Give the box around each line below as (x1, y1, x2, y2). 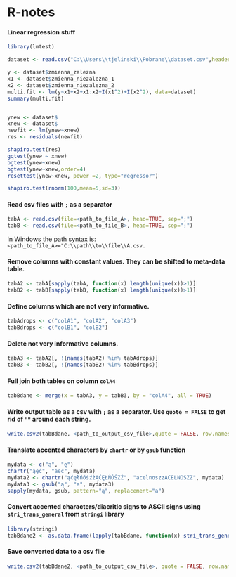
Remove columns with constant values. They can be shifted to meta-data (7, 257, 225, 266)
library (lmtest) (7, 44, 55, 51)
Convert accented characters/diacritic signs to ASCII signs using (7, 503, 202, 511)
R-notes (7, 4, 55, 20)
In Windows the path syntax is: (7, 235, 96, 243)
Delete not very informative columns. (7, 339, 119, 348)
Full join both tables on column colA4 (7, 377, 116, 385)
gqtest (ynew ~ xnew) (7, 153, 68, 160)
